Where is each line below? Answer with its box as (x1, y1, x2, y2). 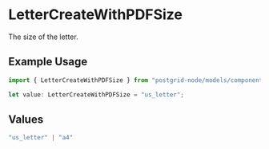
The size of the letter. (8, 32, 78, 41)
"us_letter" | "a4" (8, 134, 74, 142)
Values (8, 112, 44, 126)
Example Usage (8, 55, 88, 69)
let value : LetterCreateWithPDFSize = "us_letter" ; (8, 90, 184, 99)
